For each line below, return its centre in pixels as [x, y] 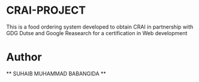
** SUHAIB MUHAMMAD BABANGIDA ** [56, 73]
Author [24, 57]
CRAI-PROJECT [46, 10]
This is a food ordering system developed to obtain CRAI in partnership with [100, 27]
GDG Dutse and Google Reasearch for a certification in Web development [97, 33]
